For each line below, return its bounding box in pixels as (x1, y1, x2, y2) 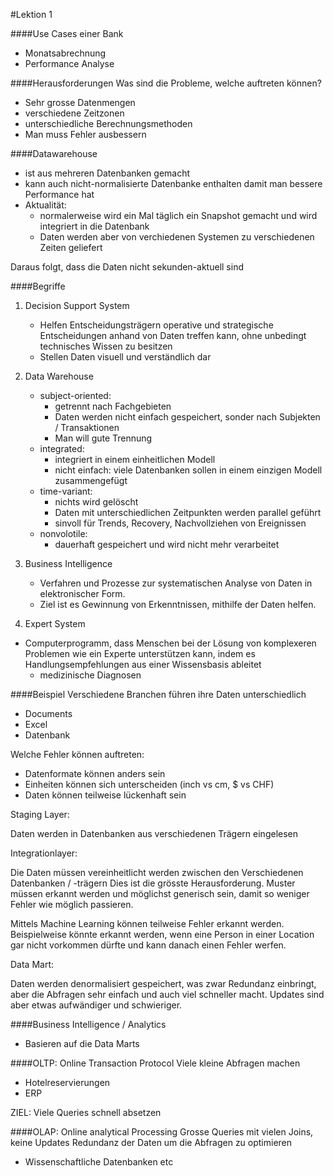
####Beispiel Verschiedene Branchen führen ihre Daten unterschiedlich (10, 689, 307, 700)
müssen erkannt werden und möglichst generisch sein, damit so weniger (10, 888, 310, 899)
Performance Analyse (24, 58, 115, 69)
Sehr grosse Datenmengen (24, 97, 136, 108)
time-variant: (39, 485, 93, 497)
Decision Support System (24, 300, 130, 311)
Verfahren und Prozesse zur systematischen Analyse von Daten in (39, 577, 313, 589)
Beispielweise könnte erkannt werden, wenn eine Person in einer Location (10, 929, 315, 940)
